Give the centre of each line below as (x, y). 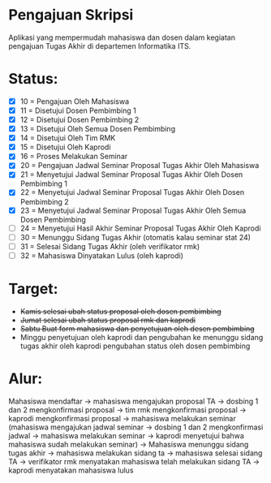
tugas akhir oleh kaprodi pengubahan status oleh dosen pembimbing (135, 346)
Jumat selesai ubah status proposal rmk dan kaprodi (108, 320)
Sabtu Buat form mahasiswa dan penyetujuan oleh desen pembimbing (137, 328)
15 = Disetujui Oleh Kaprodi (65, 147)
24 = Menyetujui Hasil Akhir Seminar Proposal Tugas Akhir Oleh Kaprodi (140, 228)
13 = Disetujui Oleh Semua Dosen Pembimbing (98, 129)
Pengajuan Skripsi (71, 15)
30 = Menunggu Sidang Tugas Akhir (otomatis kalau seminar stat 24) (135, 237)
